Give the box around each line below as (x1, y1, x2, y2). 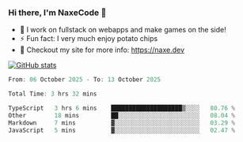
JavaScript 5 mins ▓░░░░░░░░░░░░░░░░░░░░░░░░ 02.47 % (8, 126, 236, 134)
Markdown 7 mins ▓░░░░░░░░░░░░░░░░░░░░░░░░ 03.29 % (8, 118, 236, 127)
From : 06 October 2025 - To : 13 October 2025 (8, 76, 161, 84)
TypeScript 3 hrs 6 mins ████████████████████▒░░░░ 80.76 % (8, 104, 236, 113)
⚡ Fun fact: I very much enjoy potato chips (19, 34, 158, 43)
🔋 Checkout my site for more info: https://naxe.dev (19, 45, 184, 54)
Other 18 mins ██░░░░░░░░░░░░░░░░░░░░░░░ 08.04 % (8, 111, 236, 119)
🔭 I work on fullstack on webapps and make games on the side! (19, 25, 227, 35)
